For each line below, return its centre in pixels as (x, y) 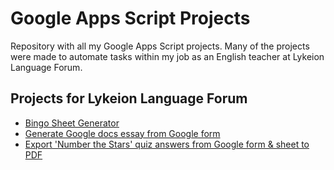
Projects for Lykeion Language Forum (129, 98)
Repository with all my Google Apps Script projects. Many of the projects (160, 46)
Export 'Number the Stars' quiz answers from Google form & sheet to (167, 144)
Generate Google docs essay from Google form (122, 133)
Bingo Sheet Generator (72, 123)
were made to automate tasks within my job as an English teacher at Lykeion (167, 56)
